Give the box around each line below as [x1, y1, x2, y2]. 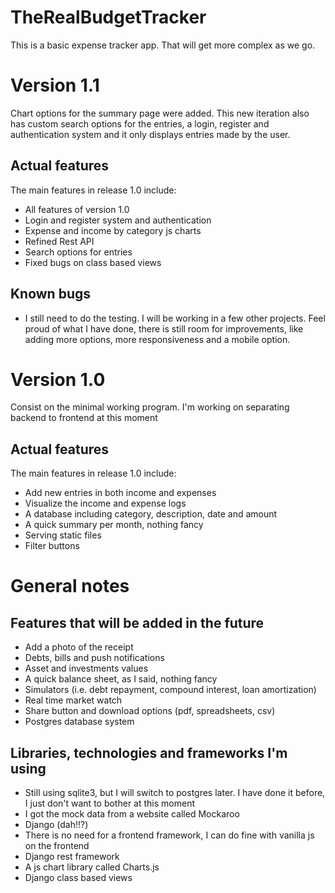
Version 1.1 [10, 74, 100, 97]
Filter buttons [24, 540, 80, 552]
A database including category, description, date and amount [24, 508, 278, 520]
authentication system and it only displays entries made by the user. [10, 128, 291, 140]
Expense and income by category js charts [24, 224, 202, 236]
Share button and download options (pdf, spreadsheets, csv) [24, 705, 276, 717]
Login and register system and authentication [24, 214, 212, 226]
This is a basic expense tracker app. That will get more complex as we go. [10, 39, 316, 51]
